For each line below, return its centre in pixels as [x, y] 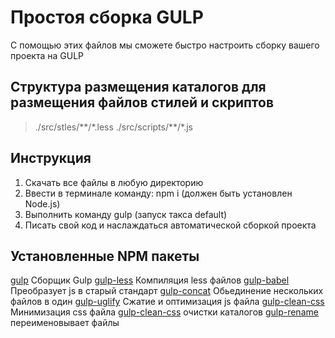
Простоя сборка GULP [107, 17]
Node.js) [42, 203]
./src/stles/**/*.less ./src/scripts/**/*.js [113, 127]
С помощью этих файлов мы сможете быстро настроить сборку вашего [165, 45]
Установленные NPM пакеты [105, 256]
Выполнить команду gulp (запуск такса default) [126, 214]
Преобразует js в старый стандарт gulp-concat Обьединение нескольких [167, 291]
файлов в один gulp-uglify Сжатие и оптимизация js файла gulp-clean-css [167, 302]
